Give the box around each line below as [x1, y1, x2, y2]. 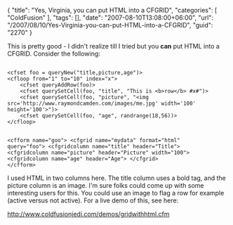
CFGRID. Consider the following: [7, 49, 100, 58]
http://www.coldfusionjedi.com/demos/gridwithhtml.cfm [7, 210, 170, 218]
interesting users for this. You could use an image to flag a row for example [7, 189, 225, 197]
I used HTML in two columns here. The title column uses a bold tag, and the [7, 174, 226, 182]
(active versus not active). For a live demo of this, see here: [7, 196, 179, 205]
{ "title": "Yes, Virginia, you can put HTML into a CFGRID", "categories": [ [7, 6, 218, 14]
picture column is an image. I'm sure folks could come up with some [7, 181, 205, 189]
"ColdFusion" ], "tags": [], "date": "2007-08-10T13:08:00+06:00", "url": [7, 13, 214, 22]
